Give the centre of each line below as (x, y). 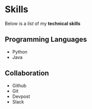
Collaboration (27, 73)
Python (20, 51)
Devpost (21, 96)
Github (19, 86)
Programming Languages (46, 39)
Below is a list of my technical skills (43, 23)
